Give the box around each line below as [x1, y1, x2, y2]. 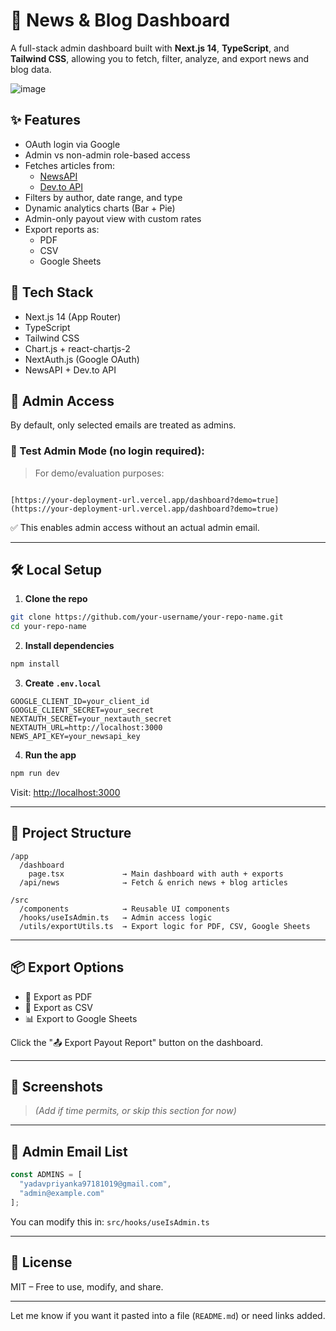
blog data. [10, 63, 52, 75]
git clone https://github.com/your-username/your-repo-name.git [10, 612, 284, 623]
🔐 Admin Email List [10, 1143, 128, 1160]
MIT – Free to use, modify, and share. [10, 1280, 164, 1293]
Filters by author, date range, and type [24, 191, 183, 203]
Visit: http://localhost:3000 [10, 786, 121, 798]
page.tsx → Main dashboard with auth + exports [28, 869, 284, 879]
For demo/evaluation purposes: [34, 467, 165, 479]
